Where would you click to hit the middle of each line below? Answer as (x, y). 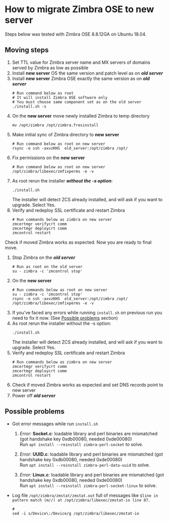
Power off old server (34, 395)
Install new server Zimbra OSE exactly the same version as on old (81, 78)
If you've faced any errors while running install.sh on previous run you (87, 312)
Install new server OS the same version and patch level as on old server (88, 73)
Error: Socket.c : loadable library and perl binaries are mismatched (89, 433)
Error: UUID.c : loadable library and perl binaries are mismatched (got (91, 454)
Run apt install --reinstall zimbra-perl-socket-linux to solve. (88, 486)
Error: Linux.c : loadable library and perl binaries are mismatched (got (92, 474)
